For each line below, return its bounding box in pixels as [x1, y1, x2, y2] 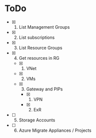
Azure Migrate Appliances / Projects [19, 127, 92, 133]
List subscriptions [19, 34, 55, 40]
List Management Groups [19, 24, 70, 30]
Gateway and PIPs [26, 86, 63, 92]
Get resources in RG [19, 55, 59, 61]
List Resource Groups [19, 45, 63, 51]
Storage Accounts [19, 117, 56, 123]
